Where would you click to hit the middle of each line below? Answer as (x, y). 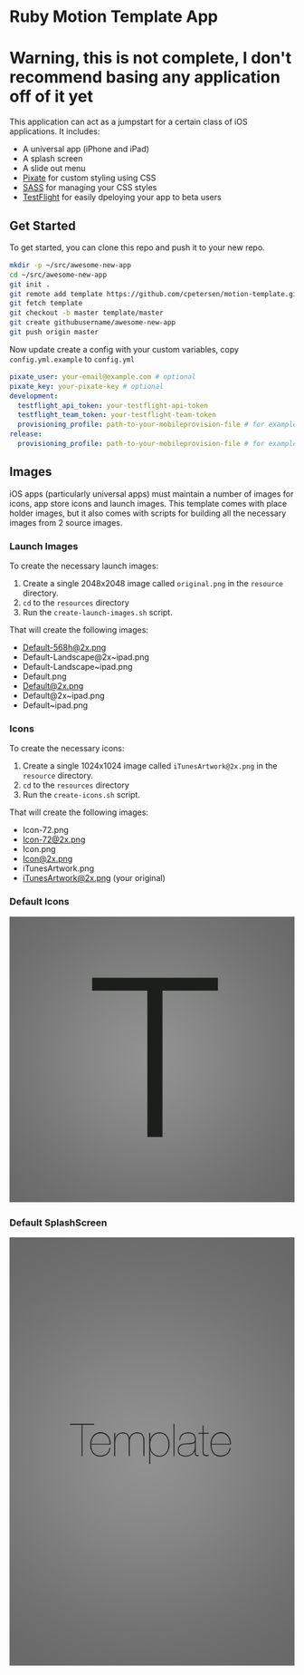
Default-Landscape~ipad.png (77, 667)
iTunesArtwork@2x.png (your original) (94, 878)
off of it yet (51, 97)
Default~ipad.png (55, 705)
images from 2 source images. (66, 522)
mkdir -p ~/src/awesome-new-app (70, 265)
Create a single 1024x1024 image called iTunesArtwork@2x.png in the (150, 766)
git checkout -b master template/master (87, 313)
